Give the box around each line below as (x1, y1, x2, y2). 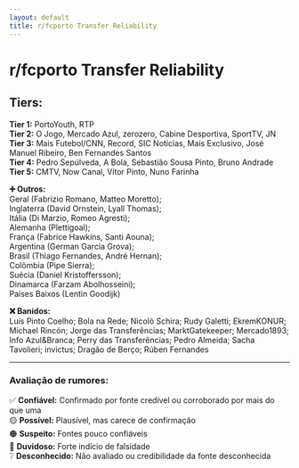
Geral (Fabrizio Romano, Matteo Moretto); (9, 193, 162, 204)
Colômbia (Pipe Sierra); (9, 259, 95, 270)
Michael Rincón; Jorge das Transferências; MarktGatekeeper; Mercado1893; (9, 324, 289, 335)
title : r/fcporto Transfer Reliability (9, 21, 158, 30)
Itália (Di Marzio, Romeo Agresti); (9, 212, 131, 223)
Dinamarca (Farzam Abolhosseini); (9, 278, 136, 290)
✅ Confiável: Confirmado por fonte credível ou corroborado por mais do (9, 394, 276, 406)
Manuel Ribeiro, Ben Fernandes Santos (9, 147, 152, 158)
